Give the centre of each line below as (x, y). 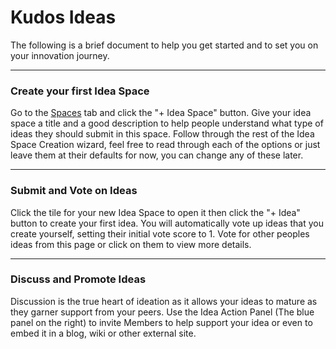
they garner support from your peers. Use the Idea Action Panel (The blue (162, 312)
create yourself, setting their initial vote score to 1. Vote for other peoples (160, 233)
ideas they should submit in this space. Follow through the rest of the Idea (162, 134)
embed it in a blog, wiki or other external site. (103, 333)
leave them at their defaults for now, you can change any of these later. (157, 155)
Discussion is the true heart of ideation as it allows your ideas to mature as (164, 301)
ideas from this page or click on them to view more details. (131, 244)
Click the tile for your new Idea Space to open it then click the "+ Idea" (155, 212)
